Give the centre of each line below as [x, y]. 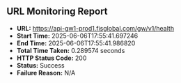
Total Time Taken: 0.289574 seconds [71, 50]
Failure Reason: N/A [46, 73]
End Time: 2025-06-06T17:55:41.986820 [76, 43]
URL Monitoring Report [57, 12]
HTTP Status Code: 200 [52, 58]
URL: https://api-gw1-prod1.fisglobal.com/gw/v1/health [95, 28]
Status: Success [40, 65]
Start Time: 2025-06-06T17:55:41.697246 [77, 36]
